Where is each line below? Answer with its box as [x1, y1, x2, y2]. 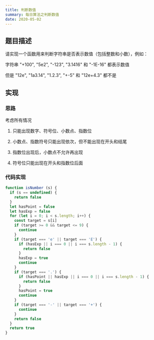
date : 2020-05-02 [5, 17, 42, 22]
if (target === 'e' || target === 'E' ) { [14, 237, 102, 242]
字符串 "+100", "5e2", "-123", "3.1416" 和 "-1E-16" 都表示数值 [5, 61, 129, 68]
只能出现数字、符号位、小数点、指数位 [12, 128, 92, 134]
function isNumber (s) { [5, 186, 57, 191]
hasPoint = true [18, 288, 53, 293]
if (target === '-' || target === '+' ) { [14, 302, 102, 307]
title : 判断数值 [5, 7, 36, 13]
